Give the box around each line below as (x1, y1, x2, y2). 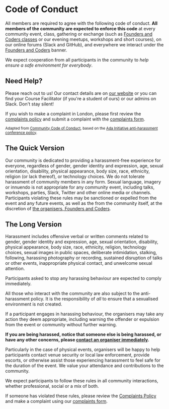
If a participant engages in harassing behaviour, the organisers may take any (5, 311, 164, 317)
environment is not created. (5, 301, 62, 307)
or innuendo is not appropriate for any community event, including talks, (5, 184, 155, 190)
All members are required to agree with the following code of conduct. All (5, 20, 158, 26)
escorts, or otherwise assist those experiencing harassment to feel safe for (5, 357, 161, 364)
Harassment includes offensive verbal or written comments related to (5, 233, 149, 240)
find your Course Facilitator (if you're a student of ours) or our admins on (5, 95, 156, 101)
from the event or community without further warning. (5, 322, 117, 328)
